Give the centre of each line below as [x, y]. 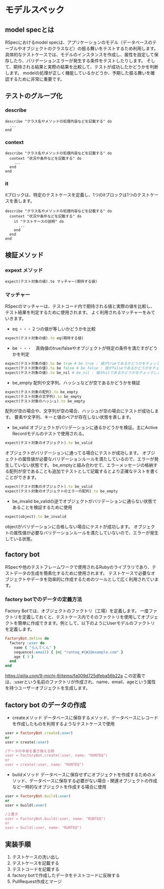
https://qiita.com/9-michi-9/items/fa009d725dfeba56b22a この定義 [73, 676]
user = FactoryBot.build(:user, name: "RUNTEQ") [55, 818]
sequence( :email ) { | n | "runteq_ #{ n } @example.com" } [69, 652]
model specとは [30, 30]
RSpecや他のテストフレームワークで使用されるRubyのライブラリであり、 [79, 567]
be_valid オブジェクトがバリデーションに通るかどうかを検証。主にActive [85, 428]
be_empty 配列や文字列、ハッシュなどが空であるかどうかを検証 [76, 383]
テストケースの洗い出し [36, 857]
